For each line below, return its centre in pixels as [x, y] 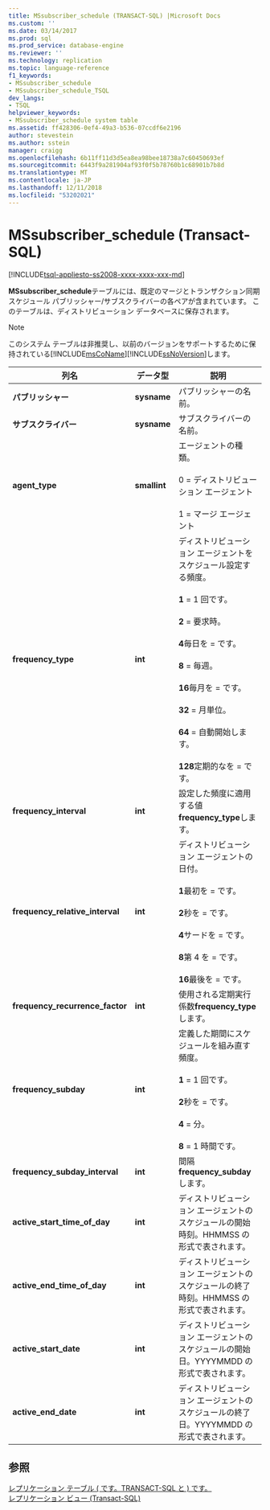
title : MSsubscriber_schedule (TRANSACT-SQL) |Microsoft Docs [115, 16]
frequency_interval [49, 810]
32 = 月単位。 [205, 710]
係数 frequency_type [217, 1006]
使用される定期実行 [215, 994]
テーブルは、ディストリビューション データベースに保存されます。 [124, 311]
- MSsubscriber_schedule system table [73, 121]
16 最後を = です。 [212, 979]
